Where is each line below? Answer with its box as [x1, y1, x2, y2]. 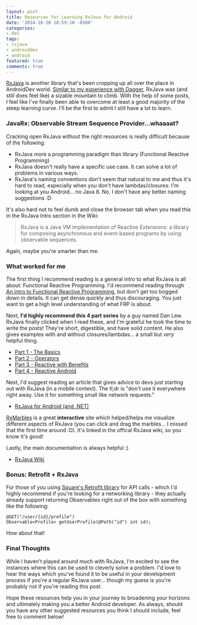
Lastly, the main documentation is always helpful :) [6, 444, 129, 451]
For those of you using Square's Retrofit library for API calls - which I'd [6, 484, 178, 491]
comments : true [6, 63, 44, 70]
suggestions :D [14, 194, 52, 201]
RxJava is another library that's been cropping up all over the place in [6, 80, 175, 87]
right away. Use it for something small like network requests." [6, 391, 155, 398]
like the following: [6, 502, 49, 510]
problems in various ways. [14, 169, 78, 176]
